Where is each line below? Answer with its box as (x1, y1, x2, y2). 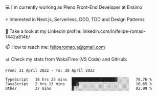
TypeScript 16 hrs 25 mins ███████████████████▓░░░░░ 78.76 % (5, 77, 152, 82)
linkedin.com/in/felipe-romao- (82, 28, 146, 34)
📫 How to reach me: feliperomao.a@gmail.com (5, 44, 105, 50)
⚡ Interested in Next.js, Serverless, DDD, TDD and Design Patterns (5, 16, 145, 22)
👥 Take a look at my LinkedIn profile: (5, 28, 82, 34)
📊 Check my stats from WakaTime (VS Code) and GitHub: (5, 56, 128, 62)
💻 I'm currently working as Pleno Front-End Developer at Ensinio (5, 4, 142, 10)
